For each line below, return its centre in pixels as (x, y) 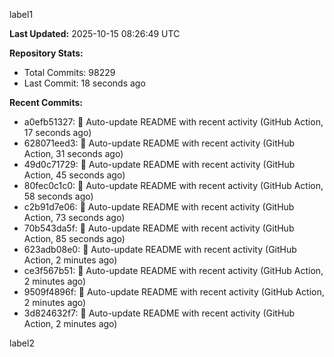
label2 (22, 343)
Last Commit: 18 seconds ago (84, 83)
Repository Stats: (46, 53)
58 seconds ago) (58, 196)
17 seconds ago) (57, 132)
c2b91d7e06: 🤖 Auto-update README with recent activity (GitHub (159, 207)
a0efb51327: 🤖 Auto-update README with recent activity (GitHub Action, (173, 122)
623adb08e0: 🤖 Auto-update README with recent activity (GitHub (160, 249)
